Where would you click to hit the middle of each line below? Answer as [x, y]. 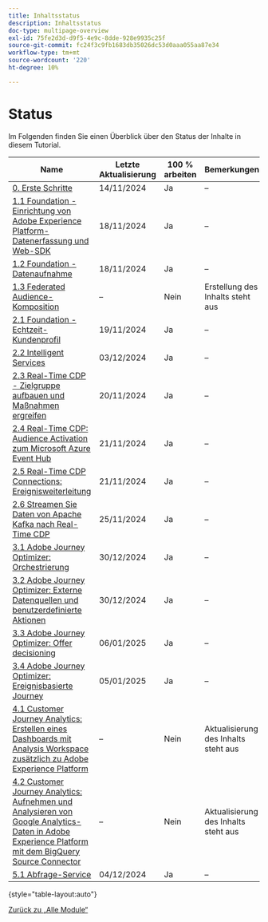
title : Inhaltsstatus [44, 16]
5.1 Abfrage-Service [52, 874]
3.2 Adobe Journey [49, 580]
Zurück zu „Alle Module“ [48, 909]
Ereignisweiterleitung [52, 491]
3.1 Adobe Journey [49, 547]
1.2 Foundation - [45, 263]
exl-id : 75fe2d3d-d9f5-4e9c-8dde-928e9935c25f [87, 38]
